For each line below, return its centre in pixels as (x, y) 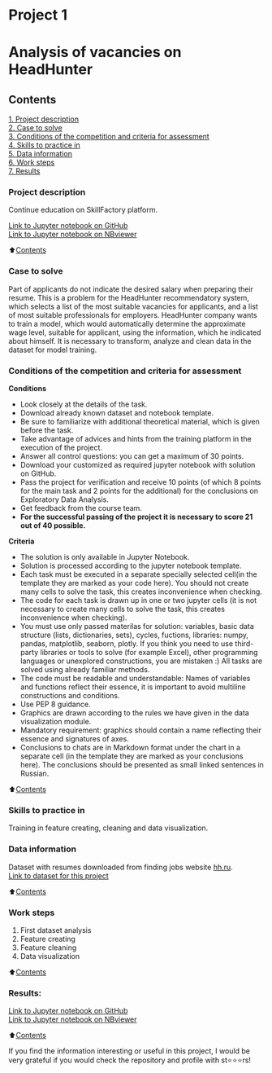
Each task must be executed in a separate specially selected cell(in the (138, 574)
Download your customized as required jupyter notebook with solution (138, 465)
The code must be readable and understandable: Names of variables (135, 679)
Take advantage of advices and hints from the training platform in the (136, 439)
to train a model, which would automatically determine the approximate (127, 323)
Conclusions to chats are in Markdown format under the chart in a (130, 748)
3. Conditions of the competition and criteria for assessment (109, 137)
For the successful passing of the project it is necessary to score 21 (136, 517)
